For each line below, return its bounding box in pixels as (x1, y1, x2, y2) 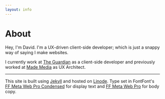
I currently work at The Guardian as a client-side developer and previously (5, 59, 156, 65)
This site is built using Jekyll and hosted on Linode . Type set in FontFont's (5, 78, 155, 84)
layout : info (5, 7, 32, 12)
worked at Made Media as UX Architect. (5, 64, 86, 70)
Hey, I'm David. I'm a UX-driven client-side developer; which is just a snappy (5, 44, 160, 50)
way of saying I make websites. (5, 49, 69, 55)
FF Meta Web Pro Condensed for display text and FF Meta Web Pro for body (5, 83, 160, 89)
